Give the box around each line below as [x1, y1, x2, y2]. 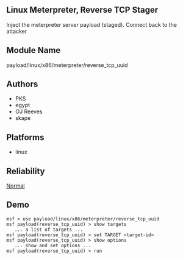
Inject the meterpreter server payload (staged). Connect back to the [6, 21, 177, 28]
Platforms [6, 132, 45, 142]
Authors [6, 79, 38, 90]
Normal [6, 182, 25, 189]
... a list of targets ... [14, 227, 84, 233]
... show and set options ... [14, 242, 91, 248]
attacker [6, 27, 27, 35]
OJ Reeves [15, 108, 43, 115]
